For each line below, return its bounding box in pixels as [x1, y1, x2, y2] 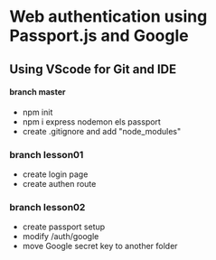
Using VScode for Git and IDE [9, 61, 177, 77]
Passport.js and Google [9, 25, 189, 46]
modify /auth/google [22, 231, 99, 242]
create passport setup [22, 221, 106, 232]
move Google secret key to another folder [22, 241, 178, 252]
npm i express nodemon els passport [22, 116, 161, 127]
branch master [9, 87, 66, 97]
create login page [22, 169, 89, 180]
